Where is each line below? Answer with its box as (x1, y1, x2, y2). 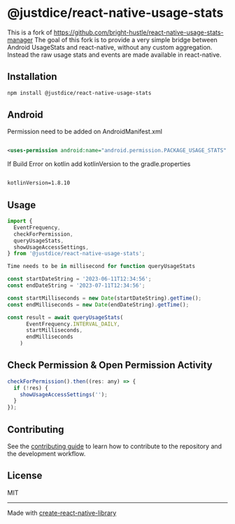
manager (7, 35, 34, 43)
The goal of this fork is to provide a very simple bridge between (34, 35, 218, 43)
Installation (7, 71, 57, 83)
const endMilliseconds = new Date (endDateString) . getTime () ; (7, 301, 190, 308)
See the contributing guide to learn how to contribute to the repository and (7, 442, 222, 450)
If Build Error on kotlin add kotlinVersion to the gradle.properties (7, 160, 191, 168)
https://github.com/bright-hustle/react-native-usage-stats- (53, 28, 224, 36)
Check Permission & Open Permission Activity (7, 359, 213, 371)
